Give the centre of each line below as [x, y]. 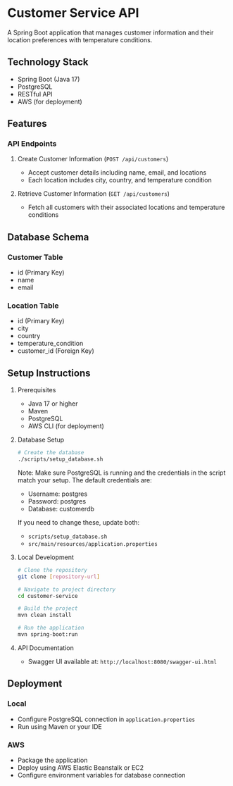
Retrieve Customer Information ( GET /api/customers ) [94, 194]
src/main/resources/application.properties [93, 544]
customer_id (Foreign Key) [56, 351]
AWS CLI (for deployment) [66, 426]
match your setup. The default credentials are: [85, 480]
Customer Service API [73, 13]
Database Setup [41, 440]
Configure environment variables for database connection [101, 775]
